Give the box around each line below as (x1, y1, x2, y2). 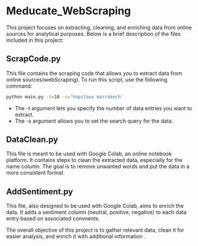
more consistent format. (6, 169, 65, 176)
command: (6, 82, 33, 89)
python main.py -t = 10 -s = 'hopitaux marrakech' (6, 94, 124, 99)
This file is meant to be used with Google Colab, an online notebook (6, 150, 172, 157)
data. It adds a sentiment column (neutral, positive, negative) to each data (6, 208, 187, 216)
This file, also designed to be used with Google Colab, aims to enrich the (6, 203, 184, 210)
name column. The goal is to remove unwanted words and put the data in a (6, 163, 190, 170)
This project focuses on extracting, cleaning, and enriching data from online (6, 24, 192, 31)
